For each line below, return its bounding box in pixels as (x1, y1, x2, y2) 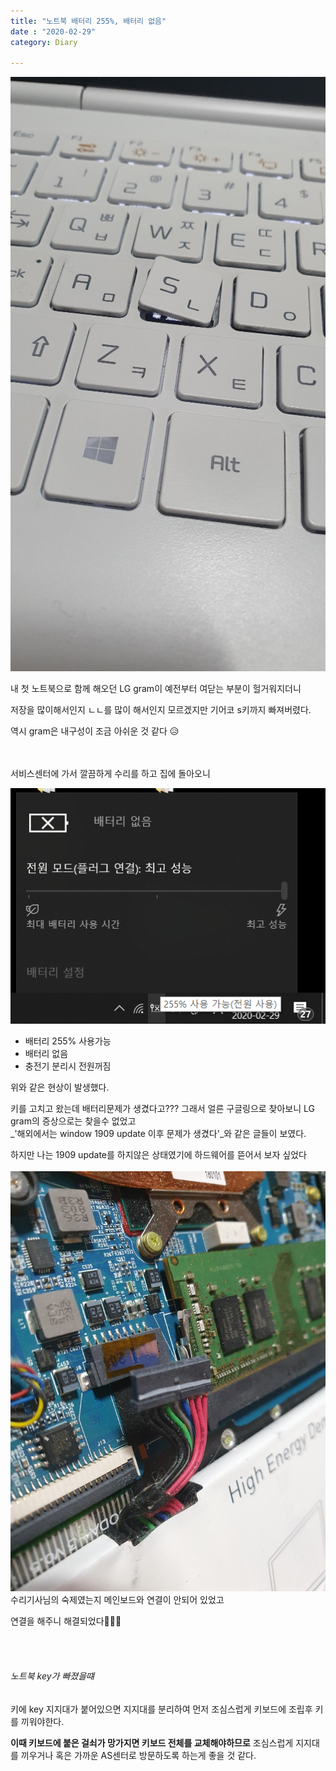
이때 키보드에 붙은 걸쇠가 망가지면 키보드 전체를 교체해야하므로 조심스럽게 (10, 1736, 294, 1749)
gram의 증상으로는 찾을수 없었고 (10, 1115, 137, 1127)
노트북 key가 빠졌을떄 (10, 1670, 95, 1682)
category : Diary (10, 37, 78, 47)
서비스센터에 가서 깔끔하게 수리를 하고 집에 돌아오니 (10, 767, 211, 779)
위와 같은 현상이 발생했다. (10, 1081, 110, 1094)
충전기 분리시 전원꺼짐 (24, 1060, 112, 1072)
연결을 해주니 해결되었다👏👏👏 (10, 1615, 122, 1627)
